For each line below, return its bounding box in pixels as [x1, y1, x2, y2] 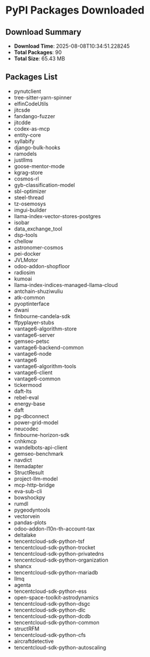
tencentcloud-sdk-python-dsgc [13, 600, 90, 607]
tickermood [13, 381, 42, 388]
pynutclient [13, 88, 42, 95]
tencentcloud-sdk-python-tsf [13, 538, 85, 545]
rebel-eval [13, 393, 39, 401]
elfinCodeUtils [13, 100, 49, 107]
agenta [13, 581, 32, 588]
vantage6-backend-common [13, 343, 84, 351]
